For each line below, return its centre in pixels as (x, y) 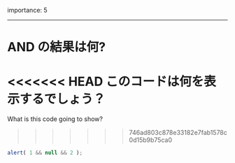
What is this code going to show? (55, 119)
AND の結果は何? (57, 47)
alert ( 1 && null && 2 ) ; (45, 153)
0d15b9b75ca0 (151, 140)
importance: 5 (27, 10)
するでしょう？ (63, 99)
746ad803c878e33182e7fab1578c (178, 133)
